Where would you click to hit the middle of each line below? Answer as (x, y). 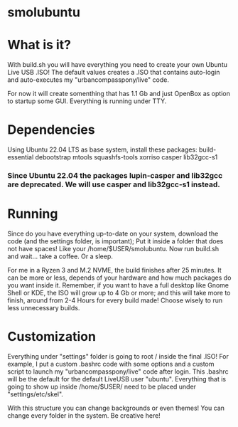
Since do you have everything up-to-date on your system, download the (113, 233)
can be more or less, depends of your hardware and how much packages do (119, 278)
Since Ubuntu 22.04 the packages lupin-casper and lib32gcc (115, 175)
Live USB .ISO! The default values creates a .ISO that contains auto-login (114, 73)
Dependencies (51, 130)
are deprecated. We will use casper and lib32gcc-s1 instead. (114, 184)
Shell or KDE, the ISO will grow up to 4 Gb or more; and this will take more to (119, 292)
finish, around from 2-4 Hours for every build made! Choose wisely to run (115, 300)
